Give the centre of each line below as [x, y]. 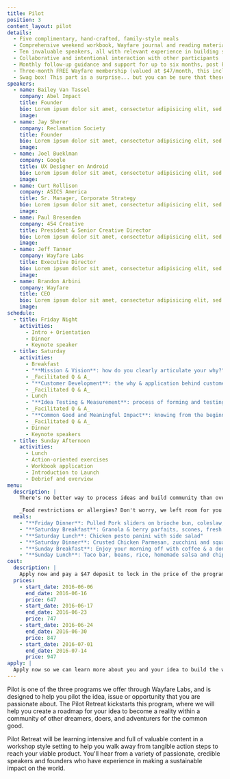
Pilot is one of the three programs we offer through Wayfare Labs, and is [109, 689]
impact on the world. [36, 768]
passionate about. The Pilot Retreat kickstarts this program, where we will [111, 704]
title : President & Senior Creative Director [86, 230]
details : [20, 33]
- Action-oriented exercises [67, 460]
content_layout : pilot [39, 26]
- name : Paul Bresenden [47, 217]
